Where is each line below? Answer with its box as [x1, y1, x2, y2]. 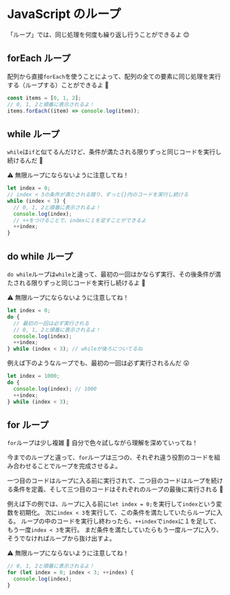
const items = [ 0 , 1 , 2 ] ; [7, 94, 81, 101]
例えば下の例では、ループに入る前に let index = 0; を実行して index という [7, 500, 216, 508]
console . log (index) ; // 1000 [13, 385, 97, 392]
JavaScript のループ [7, 6, 121, 22]
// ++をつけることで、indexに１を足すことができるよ [13, 216, 147, 224]
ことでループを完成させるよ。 [36, 462, 122, 470]
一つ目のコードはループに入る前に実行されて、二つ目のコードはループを [7, 476, 211, 485]
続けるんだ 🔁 [7, 157, 43, 165]
